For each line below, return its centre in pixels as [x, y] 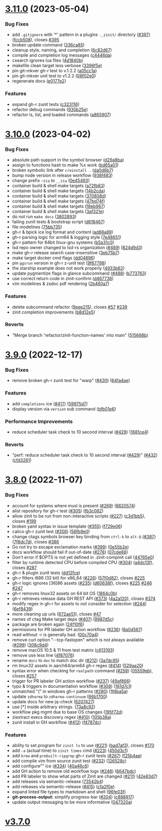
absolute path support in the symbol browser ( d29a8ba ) [68, 160]
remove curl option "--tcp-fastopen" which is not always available [78, 640]
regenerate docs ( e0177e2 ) [39, 81]
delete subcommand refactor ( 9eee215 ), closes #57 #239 [70, 307]
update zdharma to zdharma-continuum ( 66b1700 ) [60, 696]
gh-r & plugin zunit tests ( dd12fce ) [46, 573]
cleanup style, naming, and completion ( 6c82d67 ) [62, 50]
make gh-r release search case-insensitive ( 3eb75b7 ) [66, 253]
